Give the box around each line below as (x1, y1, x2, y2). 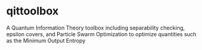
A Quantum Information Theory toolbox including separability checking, (6, 24, 185, 31)
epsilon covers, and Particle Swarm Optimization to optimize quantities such (6, 30, 197, 37)
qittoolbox (6, 4, 59, 18)
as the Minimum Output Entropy (6, 37, 86, 44)
